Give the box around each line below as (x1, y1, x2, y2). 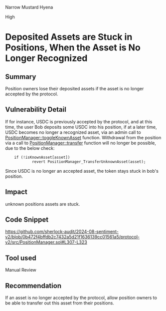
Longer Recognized (5, 52, 88, 64)
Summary (5, 72, 36, 81)
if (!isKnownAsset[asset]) (14, 155, 70, 160)
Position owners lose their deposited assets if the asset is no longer (5, 86, 144, 91)
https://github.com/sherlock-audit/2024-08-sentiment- (5, 229, 119, 235)
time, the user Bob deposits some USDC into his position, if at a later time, (5, 124, 157, 130)
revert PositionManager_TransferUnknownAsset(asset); (31, 159, 146, 164)
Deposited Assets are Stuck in (5, 31, 133, 43)
